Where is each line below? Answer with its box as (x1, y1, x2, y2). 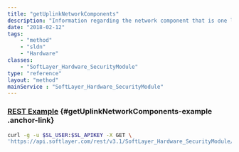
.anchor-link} (7, 115, 55, 125)
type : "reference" (7, 70, 62, 77)
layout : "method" (7, 76, 59, 84)
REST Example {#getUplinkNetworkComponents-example (7, 107, 213, 116)
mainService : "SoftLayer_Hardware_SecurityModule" (7, 83, 164, 90)
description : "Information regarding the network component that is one (7, 17, 228, 24)
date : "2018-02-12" (7, 23, 65, 31)
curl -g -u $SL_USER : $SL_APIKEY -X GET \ (7, 131, 132, 139)
